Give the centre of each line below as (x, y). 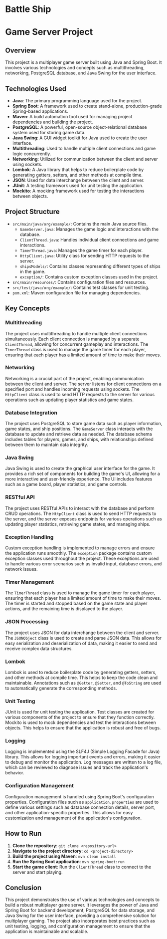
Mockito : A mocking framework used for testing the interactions (78, 191)
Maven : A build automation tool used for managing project (72, 117)
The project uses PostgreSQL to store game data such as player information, (84, 424)
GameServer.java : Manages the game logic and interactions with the (89, 229)
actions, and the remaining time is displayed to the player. (64, 609)
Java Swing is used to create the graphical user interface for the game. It (80, 469)
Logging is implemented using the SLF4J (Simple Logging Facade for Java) (83, 751)
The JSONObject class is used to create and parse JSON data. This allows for (83, 638)
